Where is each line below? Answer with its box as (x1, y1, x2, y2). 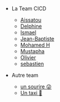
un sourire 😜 (20, 83, 52, 90)
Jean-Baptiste (20, 35, 55, 42)
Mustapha (20, 48, 45, 55)
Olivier (20, 54, 36, 61)
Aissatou (20, 17, 42, 23)
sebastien (20, 60, 44, 67)
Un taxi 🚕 (20, 90, 43, 96)
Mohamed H (20, 41, 51, 48)
